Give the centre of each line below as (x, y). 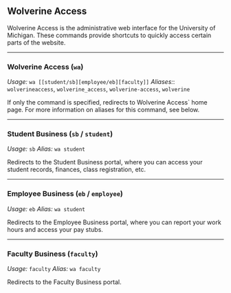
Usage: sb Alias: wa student (46, 149)
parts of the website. (36, 42)
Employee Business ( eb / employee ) (65, 194)
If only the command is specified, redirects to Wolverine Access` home (107, 102)
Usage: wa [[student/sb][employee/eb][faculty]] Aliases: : (91, 82)
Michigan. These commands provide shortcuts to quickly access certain (109, 35)
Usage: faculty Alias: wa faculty (54, 269)
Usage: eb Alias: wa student (46, 208)
